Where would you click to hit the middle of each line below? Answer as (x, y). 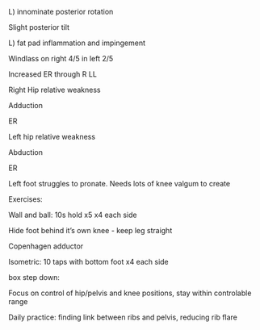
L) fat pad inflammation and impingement (77, 43)
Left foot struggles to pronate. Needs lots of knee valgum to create (120, 184)
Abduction (25, 152)
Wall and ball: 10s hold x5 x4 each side (73, 215)
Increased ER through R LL (52, 74)
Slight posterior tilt (39, 27)
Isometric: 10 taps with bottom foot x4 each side (89, 262)
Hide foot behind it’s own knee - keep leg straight (90, 230)
